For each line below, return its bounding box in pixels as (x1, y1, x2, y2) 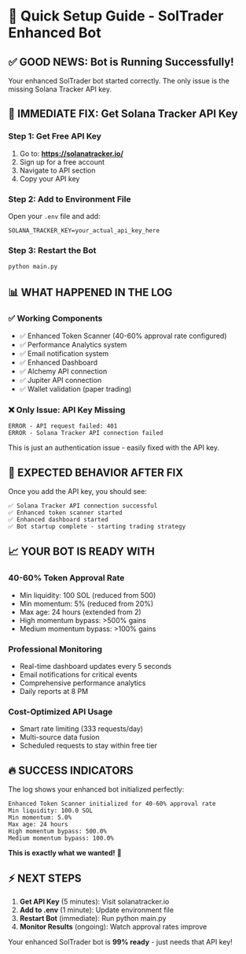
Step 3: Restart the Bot (8, 244, 97, 255)
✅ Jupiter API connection (19, 375, 102, 384)
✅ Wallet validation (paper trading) (19, 384, 132, 393)
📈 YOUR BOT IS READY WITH (8, 545, 156, 559)
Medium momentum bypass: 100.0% (8, 834, 114, 842)
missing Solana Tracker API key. (8, 84, 112, 94)
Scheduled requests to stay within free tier (19, 741, 157, 751)
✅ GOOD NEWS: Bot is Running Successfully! (8, 55, 234, 69)
